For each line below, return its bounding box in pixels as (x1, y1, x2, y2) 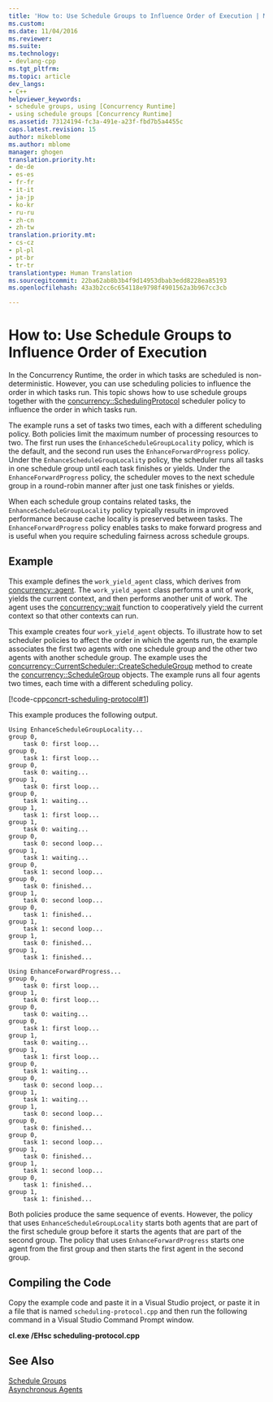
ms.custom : (8, 20, 45, 28)
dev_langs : (8, 80, 45, 88)
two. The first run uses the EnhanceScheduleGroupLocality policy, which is (8, 438, 254, 448)
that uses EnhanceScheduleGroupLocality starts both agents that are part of (8, 1218, 258, 1227)
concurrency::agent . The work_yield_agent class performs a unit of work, (8, 584, 253, 594)
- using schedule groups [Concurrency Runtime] (8, 111, 173, 119)
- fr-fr (8, 178, 35, 187)
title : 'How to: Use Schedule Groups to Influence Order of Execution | (8, 11, 260, 20)
